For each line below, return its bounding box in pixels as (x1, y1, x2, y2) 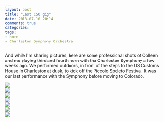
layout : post (5, 7, 32, 12)
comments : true (5, 20, 36, 26)
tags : (5, 30, 16, 35)
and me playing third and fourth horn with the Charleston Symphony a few (5, 57, 155, 63)
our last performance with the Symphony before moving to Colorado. (5, 73, 144, 79)
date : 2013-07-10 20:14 (5, 16, 54, 21)
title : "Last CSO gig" (5, 12, 51, 17)
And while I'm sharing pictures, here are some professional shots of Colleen (5, 52, 158, 58)
